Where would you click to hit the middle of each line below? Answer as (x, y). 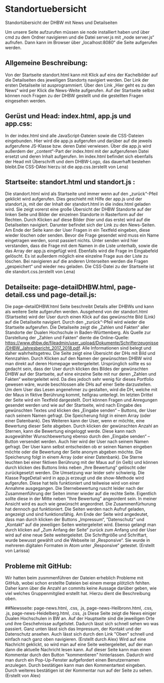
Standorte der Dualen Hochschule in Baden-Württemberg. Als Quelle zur (78, 332)
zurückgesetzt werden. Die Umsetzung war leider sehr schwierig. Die (75, 473)
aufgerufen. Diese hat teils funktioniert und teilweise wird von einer (72, 483)
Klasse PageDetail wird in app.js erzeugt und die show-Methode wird (74, 478)
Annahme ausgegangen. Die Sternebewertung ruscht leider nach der (74, 488)
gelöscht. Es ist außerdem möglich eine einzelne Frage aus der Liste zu (77, 256)
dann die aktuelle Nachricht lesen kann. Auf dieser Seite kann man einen (78, 650)
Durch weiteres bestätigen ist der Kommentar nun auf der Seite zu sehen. (79, 670)
